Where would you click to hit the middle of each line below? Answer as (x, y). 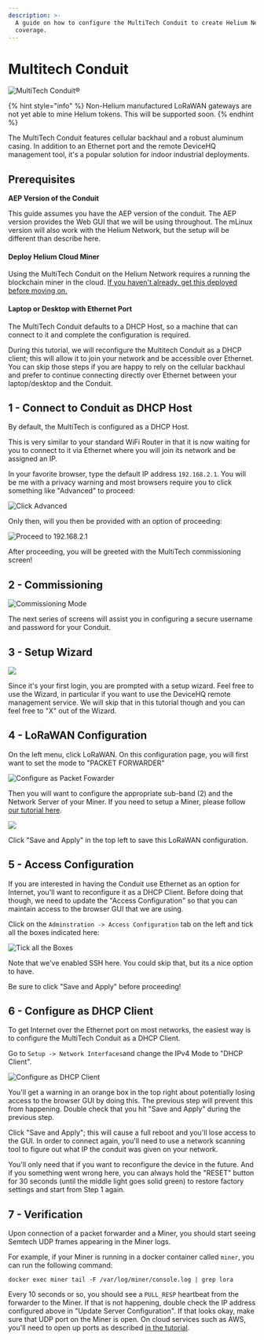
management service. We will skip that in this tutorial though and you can (126, 702)
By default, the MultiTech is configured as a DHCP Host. (99, 427)
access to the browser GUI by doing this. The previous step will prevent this (130, 1101)
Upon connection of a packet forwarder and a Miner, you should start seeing (132, 1233)
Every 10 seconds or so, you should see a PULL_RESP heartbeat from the (124, 1294)
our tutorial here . (35, 810)
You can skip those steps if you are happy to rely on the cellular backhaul (126, 366)
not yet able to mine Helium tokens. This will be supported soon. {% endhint (131, 114)
